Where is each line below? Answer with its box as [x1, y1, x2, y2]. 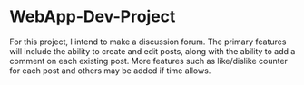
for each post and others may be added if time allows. [9, 65, 211, 76]
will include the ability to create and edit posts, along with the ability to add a [9, 45, 296, 56]
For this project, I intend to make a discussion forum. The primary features [9, 36, 287, 47]
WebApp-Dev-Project [9, 6, 176, 27]
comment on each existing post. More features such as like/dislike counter [9, 55, 289, 66]
